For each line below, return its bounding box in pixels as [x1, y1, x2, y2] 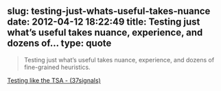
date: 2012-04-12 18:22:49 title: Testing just [7, 16, 200, 28]
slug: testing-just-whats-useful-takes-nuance [7, 5, 211, 17]
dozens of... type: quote [7, 38, 112, 49]
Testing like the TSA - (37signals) [7, 76, 101, 84]
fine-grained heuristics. [23, 63, 91, 71]
